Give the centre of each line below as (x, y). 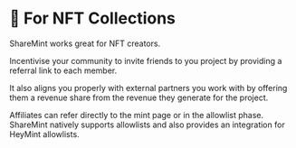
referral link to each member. (63, 70)
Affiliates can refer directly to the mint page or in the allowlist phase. (137, 115)
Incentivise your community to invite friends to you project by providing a (146, 60)
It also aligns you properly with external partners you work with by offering (148, 88)
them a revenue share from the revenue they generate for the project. (139, 97)
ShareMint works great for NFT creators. (85, 43)
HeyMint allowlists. (44, 134)
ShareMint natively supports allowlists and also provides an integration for (147, 125)
